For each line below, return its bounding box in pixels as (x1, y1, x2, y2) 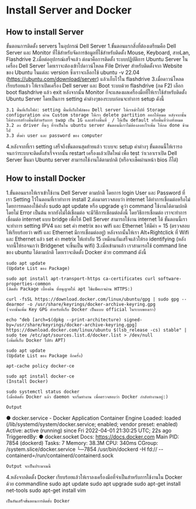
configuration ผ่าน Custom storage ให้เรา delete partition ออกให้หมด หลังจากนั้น (6, 112, 187, 118)
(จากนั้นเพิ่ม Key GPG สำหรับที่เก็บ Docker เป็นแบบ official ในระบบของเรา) (6, 306, 157, 312)
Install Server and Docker (6, 4, 132, 17)
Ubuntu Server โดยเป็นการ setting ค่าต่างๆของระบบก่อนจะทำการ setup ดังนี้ (6, 95, 164, 102)
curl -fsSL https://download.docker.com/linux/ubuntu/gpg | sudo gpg (6, 296, 180, 302)
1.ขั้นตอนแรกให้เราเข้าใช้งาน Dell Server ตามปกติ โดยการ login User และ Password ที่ (6, 189, 185, 196)
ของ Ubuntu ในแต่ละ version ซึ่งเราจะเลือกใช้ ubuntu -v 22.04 (6, 69, 140, 76)
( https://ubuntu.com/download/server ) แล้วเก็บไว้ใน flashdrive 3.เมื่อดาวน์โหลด (6, 76, 184, 82)
